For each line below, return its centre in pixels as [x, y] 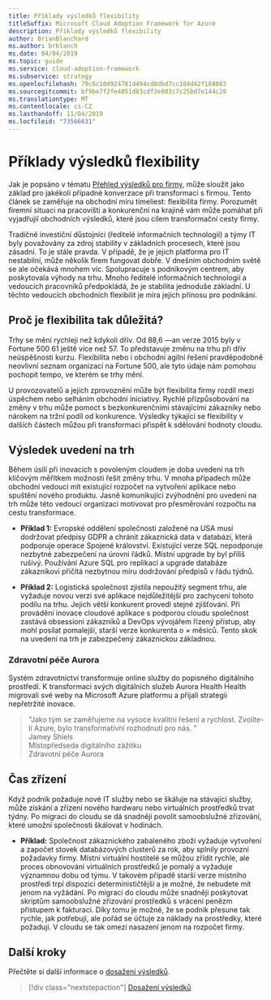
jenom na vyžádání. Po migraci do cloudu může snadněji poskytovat [134, 892]
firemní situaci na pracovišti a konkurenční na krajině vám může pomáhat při [135, 210]
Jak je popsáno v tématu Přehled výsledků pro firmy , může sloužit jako [127, 184]
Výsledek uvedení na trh [72, 450]
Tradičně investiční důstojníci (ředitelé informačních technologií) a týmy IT [132, 234]
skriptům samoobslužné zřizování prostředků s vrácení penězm [126, 901]
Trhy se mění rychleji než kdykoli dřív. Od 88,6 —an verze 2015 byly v [125, 340]
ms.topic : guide [36, 62]
